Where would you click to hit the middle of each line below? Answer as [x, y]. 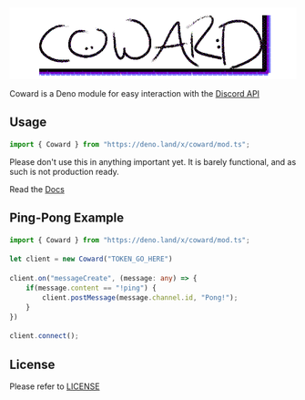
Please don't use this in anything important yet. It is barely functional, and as [153, 161]
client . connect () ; [44, 336]
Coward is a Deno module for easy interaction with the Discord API [135, 93]
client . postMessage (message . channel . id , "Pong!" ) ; [140, 297]
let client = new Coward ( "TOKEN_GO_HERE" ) [91, 259]
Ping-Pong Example [67, 218]
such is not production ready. [65, 171]
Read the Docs [37, 189]
